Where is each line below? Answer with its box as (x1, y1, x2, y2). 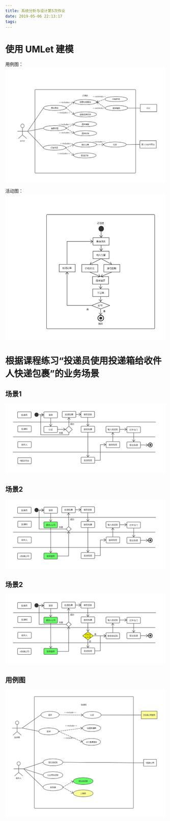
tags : (5, 19, 17, 24)
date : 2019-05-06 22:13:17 (5, 13, 63, 19)
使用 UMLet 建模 (5, 44, 74, 55)
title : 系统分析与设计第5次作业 (5, 8, 66, 13)
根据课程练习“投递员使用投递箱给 (5, 355, 144, 366)
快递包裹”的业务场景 (14, 368, 99, 379)
